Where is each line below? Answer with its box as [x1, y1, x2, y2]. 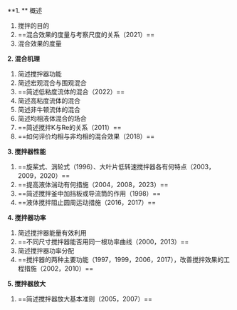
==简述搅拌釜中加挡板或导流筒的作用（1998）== [17, 189, 162, 198]
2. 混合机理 [7, 54, 41, 63]
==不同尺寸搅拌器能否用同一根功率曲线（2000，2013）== [17, 238, 189, 246]
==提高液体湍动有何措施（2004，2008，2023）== [17, 181, 169, 189]
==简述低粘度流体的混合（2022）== [17, 88, 125, 96]
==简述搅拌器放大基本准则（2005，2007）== [17, 295, 153, 303]
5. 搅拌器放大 [7, 279, 46, 288]
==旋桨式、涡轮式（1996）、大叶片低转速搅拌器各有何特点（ [17, 163, 194, 171]
